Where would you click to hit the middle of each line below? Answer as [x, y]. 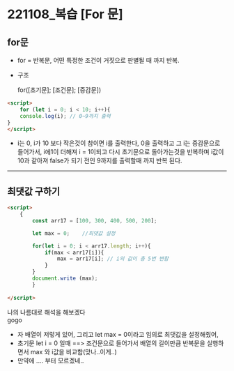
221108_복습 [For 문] [65, 14]
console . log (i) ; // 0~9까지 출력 [65, 116]
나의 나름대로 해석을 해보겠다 [46, 312]
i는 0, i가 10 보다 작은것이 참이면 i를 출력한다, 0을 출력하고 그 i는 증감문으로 [119, 143]
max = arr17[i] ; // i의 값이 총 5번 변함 [113, 259]
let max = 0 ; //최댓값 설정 [74, 233]
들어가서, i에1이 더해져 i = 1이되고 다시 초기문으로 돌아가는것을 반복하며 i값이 [120, 152]
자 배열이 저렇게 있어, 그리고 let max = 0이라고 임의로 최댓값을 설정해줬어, [118, 334]
